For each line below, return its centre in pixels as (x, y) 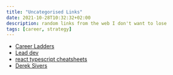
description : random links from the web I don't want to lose (86, 23)
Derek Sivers (31, 66)
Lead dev (27, 53)
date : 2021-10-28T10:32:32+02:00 (49, 18)
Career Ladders (35, 46)
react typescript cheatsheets (51, 59)
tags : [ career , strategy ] (39, 29)
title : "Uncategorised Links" (45, 12)
